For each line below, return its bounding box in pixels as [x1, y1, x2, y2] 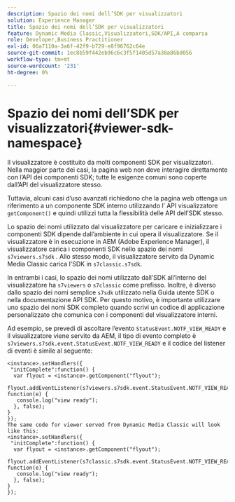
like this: [7, 428, 39, 435]
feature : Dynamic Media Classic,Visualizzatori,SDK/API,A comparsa [7, 29, 208, 37]
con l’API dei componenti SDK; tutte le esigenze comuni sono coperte [7, 173, 208, 182]
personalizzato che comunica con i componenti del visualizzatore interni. [7, 311, 218, 319]
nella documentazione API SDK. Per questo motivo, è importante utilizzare [7, 296, 221, 304]
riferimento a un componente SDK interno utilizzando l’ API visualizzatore [7, 201, 218, 210]
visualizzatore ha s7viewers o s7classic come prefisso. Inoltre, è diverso [7, 281, 216, 290]
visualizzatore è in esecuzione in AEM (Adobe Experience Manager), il [7, 238, 210, 246]
